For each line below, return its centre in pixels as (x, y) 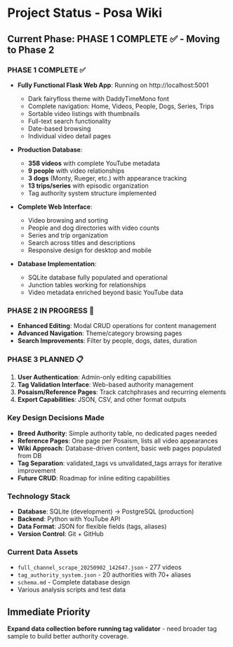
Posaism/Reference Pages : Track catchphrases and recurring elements (122, 392)
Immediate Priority (49, 612)
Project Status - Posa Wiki (85, 13)
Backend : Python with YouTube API (69, 519)
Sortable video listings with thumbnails (84, 113)
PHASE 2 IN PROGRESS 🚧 (51, 311)
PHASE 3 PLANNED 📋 (46, 360)
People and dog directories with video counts (94, 228)
